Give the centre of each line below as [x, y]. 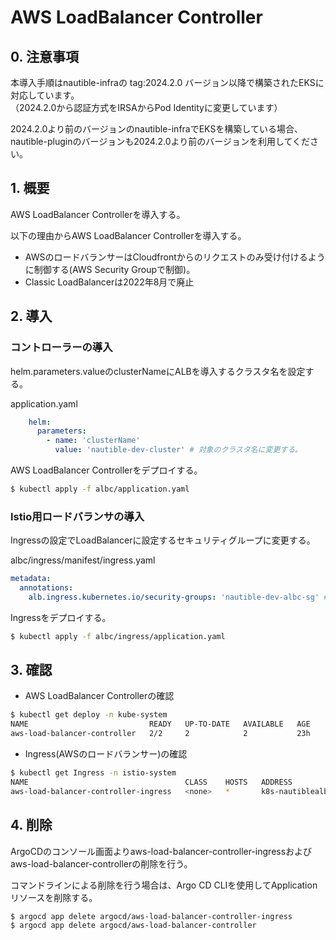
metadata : [31, 579]
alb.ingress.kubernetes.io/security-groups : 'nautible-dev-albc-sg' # [178, 597]
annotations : [46, 588]
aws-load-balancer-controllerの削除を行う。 [101, 863]
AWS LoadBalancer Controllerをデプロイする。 [106, 470]
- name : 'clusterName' [93, 441]
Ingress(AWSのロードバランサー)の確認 [106, 754]
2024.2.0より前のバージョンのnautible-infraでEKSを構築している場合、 [156, 129]
